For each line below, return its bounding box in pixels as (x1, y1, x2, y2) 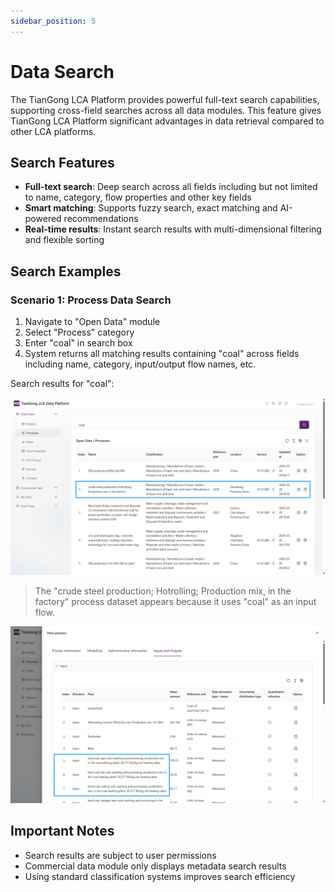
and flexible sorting (24, 234, 105, 246)
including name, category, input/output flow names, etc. (24, 358, 257, 370)
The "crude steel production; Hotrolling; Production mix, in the (34, 585, 292, 597)
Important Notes (10, 823, 115, 840)
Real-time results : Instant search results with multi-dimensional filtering (24, 223, 322, 235)
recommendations (63, 213, 139, 225)
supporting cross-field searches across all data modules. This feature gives (10, 104, 322, 116)
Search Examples (10, 263, 122, 280)
